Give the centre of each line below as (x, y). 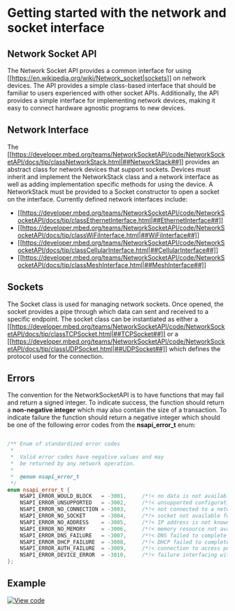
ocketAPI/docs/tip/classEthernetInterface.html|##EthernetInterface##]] (120, 220)
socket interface (56, 28)
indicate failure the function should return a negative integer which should (114, 418)
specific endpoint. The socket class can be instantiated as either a (102, 319)
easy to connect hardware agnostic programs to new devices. (97, 108)
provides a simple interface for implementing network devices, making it (111, 100)
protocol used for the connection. (56, 356)
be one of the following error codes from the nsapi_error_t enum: (101, 425)
